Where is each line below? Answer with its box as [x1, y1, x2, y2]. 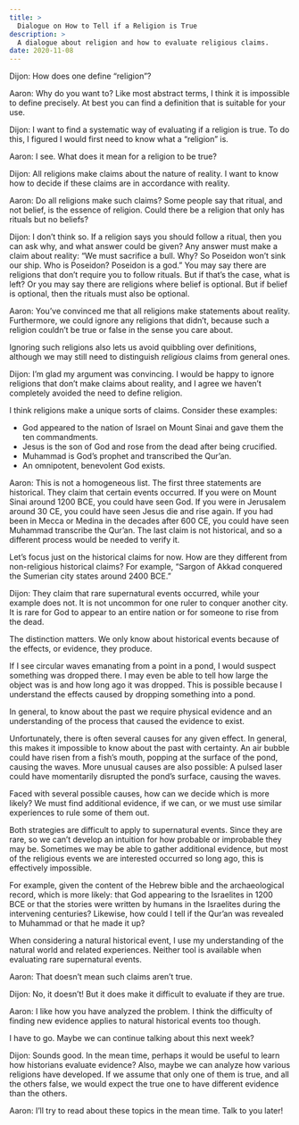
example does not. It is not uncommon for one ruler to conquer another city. [9, 597, 288, 608]
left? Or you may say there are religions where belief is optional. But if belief [9, 279, 288, 290]
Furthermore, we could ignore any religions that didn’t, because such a [9, 315, 270, 326]
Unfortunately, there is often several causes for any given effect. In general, [9, 733, 287, 744]
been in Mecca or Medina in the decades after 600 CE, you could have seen [9, 515, 289, 527]
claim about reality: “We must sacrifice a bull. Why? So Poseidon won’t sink [9, 251, 287, 262]
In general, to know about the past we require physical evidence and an [9, 706, 272, 717]
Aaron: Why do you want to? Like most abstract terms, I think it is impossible [9, 88, 290, 99]
